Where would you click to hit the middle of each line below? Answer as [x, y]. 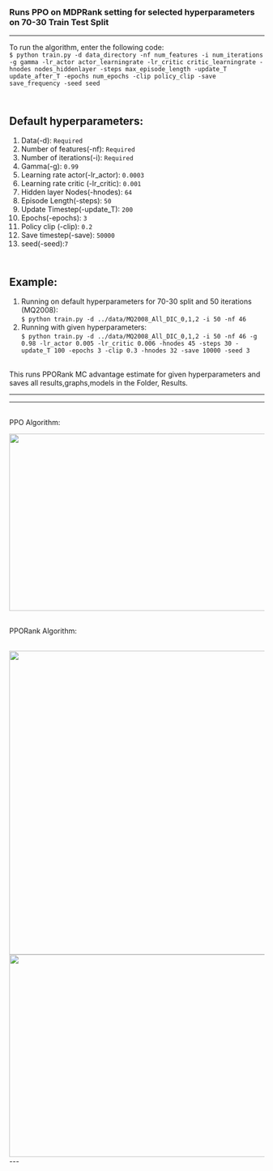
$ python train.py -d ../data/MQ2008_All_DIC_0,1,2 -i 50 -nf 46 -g [139, 336]
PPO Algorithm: [35, 422]
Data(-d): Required [52, 141]
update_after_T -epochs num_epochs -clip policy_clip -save [113, 77]
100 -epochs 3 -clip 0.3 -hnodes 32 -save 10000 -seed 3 [152, 351]
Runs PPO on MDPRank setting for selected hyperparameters [132, 12]
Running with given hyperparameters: [83, 327]
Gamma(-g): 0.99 [50, 166]
